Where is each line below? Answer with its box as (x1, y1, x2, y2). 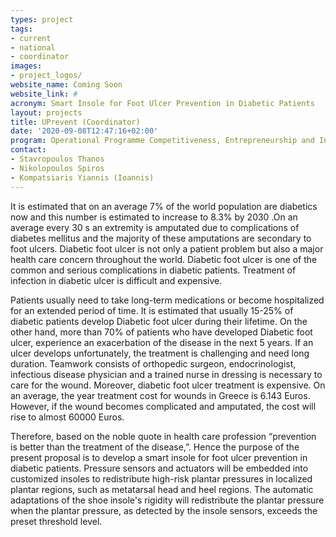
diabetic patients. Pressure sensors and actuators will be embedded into (10, 462, 309, 474)
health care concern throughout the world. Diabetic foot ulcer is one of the (10, 253, 318, 265)
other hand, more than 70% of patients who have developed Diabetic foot (10, 326, 313, 338)
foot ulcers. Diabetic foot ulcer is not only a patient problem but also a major (10, 242, 324, 255)
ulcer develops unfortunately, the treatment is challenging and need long (10, 347, 310, 359)
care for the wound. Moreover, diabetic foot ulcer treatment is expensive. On (10, 379, 326, 391)
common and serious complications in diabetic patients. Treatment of (10, 264, 297, 276)
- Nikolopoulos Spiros (10, 163, 105, 173)
